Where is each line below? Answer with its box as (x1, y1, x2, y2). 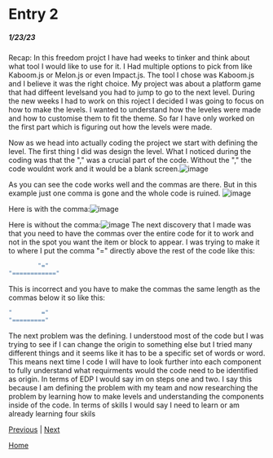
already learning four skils (8, 408, 96, 418)
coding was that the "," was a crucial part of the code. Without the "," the (8, 156, 253, 165)
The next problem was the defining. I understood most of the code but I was (8, 331, 264, 341)
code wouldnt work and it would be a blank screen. (8, 164, 180, 174)
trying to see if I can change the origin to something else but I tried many (8, 339, 253, 349)
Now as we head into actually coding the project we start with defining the (8, 138, 258, 148)
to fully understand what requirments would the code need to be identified (8, 365, 258, 375)
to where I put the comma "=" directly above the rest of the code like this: (8, 246, 255, 256)
